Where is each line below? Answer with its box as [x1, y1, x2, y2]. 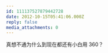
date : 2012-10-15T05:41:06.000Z [6, 14, 84, 20]
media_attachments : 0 [6, 24, 59, 31]
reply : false [6, 19, 38, 25]
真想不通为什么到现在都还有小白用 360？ [6, 41, 104, 48]
